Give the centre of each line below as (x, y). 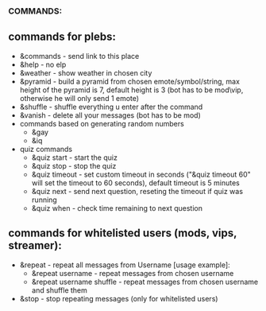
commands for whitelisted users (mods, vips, (123, 233)
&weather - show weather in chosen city (86, 72)
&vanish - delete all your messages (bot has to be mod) (110, 115)
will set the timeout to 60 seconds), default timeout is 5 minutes (135, 183)
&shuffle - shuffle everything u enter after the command (111, 107)
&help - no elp (43, 64)
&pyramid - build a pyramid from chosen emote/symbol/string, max (130, 81)
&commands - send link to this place (79, 56)
